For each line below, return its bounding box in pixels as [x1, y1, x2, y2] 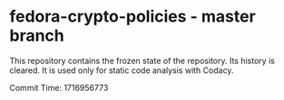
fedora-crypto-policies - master [9, 6, 256, 27]
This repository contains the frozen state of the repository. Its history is [9, 55, 275, 66]
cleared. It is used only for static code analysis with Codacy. [9, 65, 234, 76]
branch [9, 25, 65, 46]
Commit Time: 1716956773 [9, 82, 109, 93]
